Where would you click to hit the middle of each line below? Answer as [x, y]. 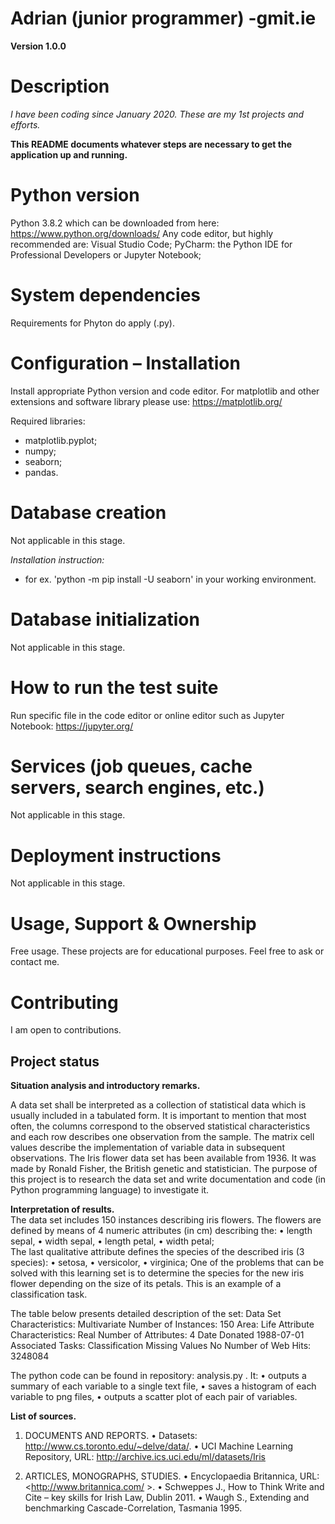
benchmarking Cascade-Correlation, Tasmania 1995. [133, 1508]
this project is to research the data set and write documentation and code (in [168, 1179]
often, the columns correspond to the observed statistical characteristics [160, 1126]
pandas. [41, 472]
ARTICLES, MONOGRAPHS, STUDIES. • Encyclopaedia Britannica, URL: [172, 1476]
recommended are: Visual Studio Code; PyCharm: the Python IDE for [151, 244]
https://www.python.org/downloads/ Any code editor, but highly [142, 233]
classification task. [49, 1294]
